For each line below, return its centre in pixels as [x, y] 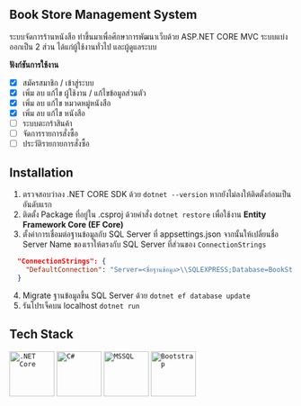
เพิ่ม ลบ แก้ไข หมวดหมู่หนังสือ [66, 103]
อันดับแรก [37, 204]
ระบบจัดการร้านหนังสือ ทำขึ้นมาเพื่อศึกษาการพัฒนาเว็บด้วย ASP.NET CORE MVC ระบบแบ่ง [149, 36]
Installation [41, 172]
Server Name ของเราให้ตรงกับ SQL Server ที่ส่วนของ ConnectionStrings [144, 244]
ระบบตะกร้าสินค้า [47, 123]
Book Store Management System [103, 15]
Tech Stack [41, 334]
